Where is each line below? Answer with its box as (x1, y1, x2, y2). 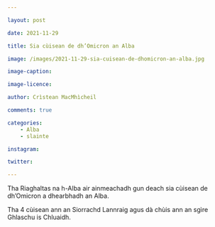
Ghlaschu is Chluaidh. (7, 213, 71, 221)
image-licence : (7, 81, 53, 88)
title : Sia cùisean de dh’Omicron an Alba (7, 42, 135, 50)
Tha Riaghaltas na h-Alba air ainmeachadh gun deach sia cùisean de (7, 184, 208, 193)
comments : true (7, 107, 53, 114)
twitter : (7, 158, 33, 166)
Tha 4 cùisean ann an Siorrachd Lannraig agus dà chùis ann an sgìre (7, 206, 209, 214)
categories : (7, 119, 43, 127)
